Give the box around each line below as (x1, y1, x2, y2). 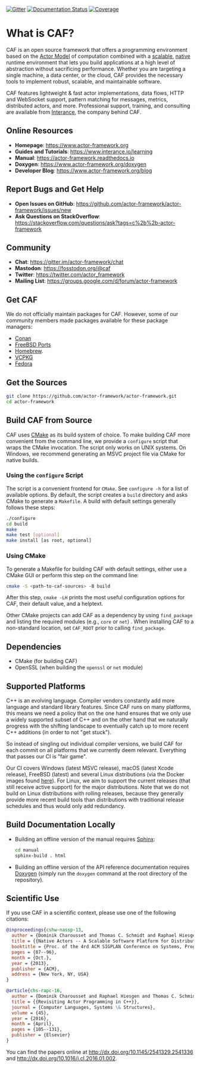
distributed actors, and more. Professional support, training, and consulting (6, 102, 190, 109)
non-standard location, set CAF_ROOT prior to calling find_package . (6, 624, 165, 631)
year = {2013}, (11, 960, 49, 966)
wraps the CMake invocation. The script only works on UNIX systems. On (6, 444, 186, 451)
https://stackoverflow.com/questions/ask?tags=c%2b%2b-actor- (14, 219, 176, 226)
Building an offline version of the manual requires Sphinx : (14, 835, 156, 843)
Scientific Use (6, 893, 60, 903)
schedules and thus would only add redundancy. (6, 803, 126, 810)
